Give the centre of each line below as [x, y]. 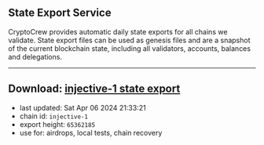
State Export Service [60, 13]
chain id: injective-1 [54, 116]
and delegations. [35, 56]
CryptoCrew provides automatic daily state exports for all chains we [118, 31]
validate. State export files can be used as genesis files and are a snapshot [129, 40]
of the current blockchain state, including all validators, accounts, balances [130, 48]
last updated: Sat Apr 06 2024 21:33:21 [83, 107]
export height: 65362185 [57, 124]
